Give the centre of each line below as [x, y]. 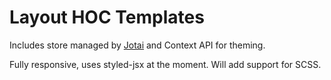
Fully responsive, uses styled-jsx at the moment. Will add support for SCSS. [165, 64]
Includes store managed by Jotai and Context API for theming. [137, 45]
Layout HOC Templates [107, 17]
